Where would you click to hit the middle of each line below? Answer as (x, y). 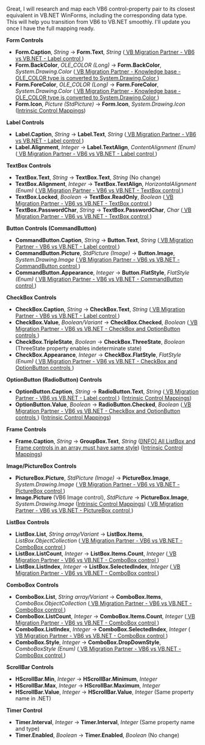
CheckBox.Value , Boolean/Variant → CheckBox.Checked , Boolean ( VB (106, 322)
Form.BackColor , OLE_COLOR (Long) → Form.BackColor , (88, 65)
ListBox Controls (28, 522)
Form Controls (25, 40)
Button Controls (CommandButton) (52, 228)
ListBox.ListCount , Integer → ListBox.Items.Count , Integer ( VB (96, 554)
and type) (27, 728)
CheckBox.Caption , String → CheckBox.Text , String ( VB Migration (100, 309)
